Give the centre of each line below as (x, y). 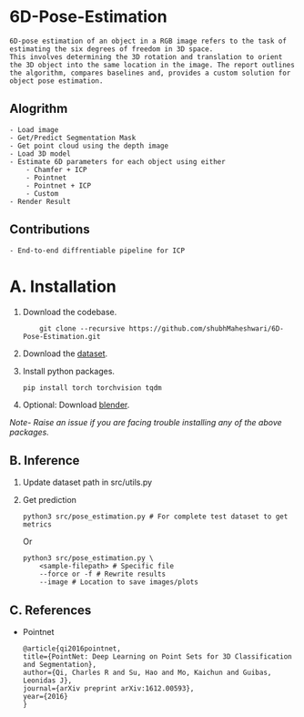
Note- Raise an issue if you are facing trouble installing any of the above (146, 422)
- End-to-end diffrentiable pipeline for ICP (97, 251)
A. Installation (63, 287)
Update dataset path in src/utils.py (87, 482)
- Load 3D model (40, 154)
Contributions (50, 230)
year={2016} (45, 697)
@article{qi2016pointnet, (71, 649)
